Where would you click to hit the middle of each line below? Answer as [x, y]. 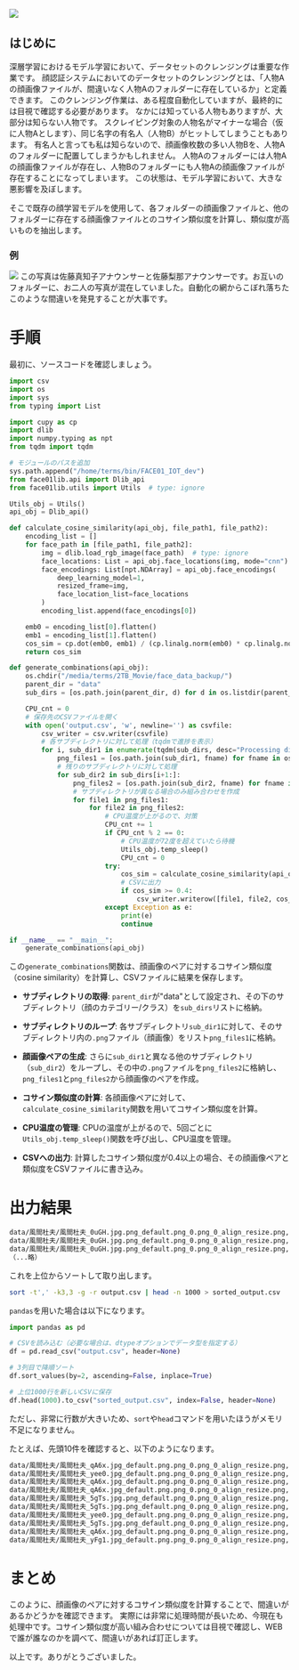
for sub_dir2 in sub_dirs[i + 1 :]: [118, 774]
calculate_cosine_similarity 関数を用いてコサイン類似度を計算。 [142, 1109]
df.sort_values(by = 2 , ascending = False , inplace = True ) [111, 1376]
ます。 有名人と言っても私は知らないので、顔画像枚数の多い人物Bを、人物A [147, 144]
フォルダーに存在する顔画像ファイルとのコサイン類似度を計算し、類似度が [145, 219]
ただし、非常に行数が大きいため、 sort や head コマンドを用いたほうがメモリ [146, 1418]
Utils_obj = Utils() [48, 504]
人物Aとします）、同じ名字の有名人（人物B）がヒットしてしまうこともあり [153, 133]
